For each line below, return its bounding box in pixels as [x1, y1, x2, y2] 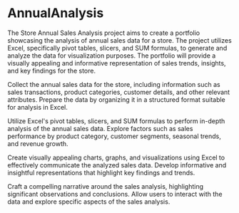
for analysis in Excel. [7, 103, 68, 111]
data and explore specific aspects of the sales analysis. [7, 197, 171, 206]
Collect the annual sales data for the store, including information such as [7, 80, 220, 88]
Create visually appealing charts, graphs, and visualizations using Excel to [7, 153, 225, 162]
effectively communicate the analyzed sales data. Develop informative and [7, 160, 227, 169]
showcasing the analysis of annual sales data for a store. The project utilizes [7, 36, 232, 44]
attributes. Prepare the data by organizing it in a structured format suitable [7, 95, 226, 104]
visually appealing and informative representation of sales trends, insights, [7, 58, 226, 67]
